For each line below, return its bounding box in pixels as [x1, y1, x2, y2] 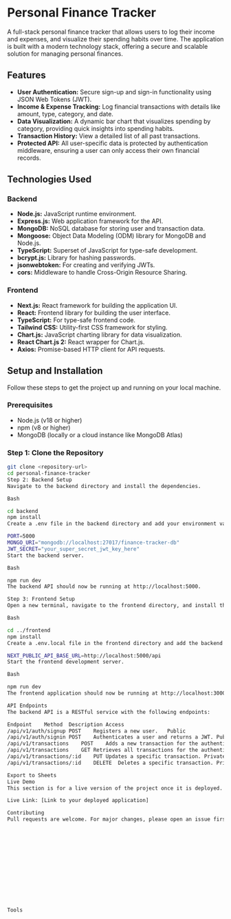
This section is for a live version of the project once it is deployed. [7, 785, 223, 792]
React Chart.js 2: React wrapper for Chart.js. [16, 337, 145, 346]
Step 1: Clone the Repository [7, 447, 104, 457]
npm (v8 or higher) [16, 423, 71, 432]
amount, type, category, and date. [16, 109, 113, 118]
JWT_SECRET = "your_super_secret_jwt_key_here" [7, 545, 140, 552]
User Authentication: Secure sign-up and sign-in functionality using [16, 87, 212, 96]
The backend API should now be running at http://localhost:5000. [7, 583, 201, 590]
